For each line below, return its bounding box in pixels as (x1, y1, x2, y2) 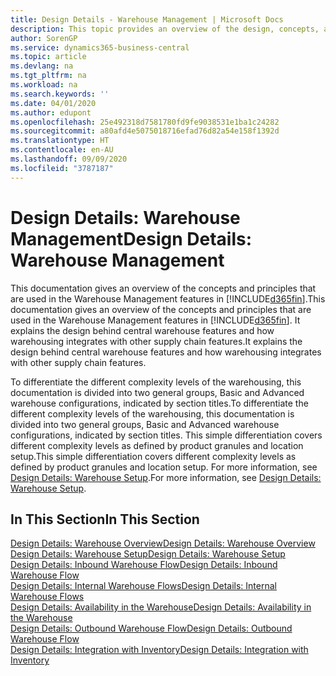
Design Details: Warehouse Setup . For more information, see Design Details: (10, 471, 322, 483)
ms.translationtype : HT (10, 136, 110, 146)
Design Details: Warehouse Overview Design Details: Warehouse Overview (10, 537, 316, 550)
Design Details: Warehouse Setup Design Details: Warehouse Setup (10, 548, 286, 560)
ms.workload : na (10, 80, 78, 90)
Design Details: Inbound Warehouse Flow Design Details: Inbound (10, 559, 278, 571)
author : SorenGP (10, 33, 78, 43)
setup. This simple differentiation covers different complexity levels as (10, 450, 297, 462)
